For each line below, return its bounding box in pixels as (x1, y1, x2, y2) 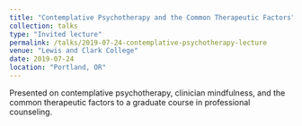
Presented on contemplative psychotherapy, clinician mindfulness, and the (9, 87, 286, 98)
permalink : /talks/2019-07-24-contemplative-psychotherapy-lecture (9, 38, 268, 47)
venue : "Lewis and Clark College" (9, 46, 139, 55)
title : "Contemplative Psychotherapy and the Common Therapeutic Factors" (9, 13, 296, 22)
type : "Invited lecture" (9, 29, 102, 38)
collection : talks (9, 21, 78, 30)
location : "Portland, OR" (9, 63, 106, 72)
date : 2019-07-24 (9, 55, 75, 63)
